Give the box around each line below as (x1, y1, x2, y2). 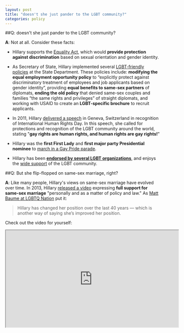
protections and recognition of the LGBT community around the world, (12, 126, 155, 132)
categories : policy (5, 16, 45, 21)
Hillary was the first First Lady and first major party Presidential (12, 141, 145, 147)
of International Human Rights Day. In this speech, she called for (12, 120, 143, 126)
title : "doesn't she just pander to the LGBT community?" (5, 12, 127, 17)
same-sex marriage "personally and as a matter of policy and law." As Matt (5, 190, 159, 196)
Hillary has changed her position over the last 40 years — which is (17, 205, 152, 211)
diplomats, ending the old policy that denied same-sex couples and (12, 90, 150, 96)
